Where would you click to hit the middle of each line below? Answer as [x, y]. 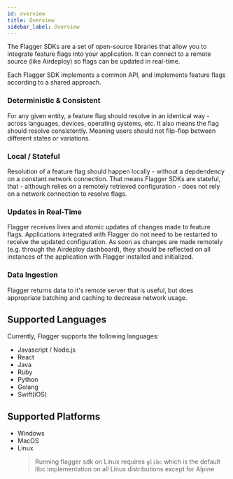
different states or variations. [49, 138]
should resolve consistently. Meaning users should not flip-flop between [112, 131]
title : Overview [31, 20]
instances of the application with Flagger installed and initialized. [100, 257]
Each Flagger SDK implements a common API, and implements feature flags [116, 75]
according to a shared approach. [54, 83]
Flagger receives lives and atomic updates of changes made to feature [109, 227]
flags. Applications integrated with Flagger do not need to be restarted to [112, 234]
